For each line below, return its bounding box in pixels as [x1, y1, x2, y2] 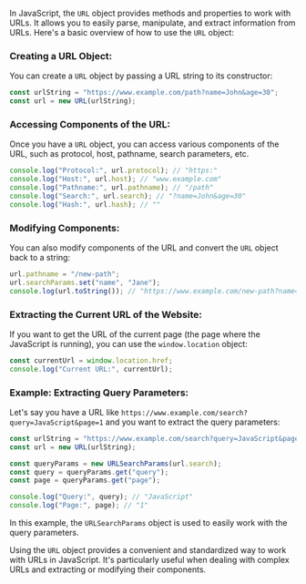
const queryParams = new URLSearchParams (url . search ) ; [9, 459, 222, 468]
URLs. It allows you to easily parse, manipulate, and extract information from [9, 17, 296, 28]
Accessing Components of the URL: [9, 118, 171, 130]
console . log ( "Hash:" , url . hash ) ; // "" [9, 200, 161, 209]
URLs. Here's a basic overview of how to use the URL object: [9, 27, 235, 37]
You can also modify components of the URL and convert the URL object [9, 242, 280, 253]
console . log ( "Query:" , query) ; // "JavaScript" [9, 492, 194, 502]
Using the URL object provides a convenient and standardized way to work [9, 545, 287, 556]
